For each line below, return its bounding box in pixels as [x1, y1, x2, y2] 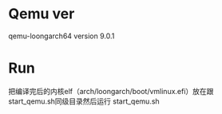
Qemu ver [8, 5, 75, 23]
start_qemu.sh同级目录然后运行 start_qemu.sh [8, 96, 160, 106]
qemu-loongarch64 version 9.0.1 [8, 31, 115, 41]
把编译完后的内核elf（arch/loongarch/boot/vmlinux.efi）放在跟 [8, 86, 214, 96]
